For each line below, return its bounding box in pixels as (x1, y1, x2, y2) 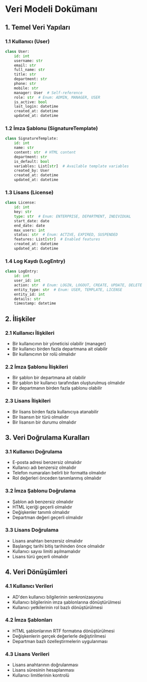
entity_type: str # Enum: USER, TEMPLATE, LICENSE (14, 287, 122, 292)
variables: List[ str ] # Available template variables (14, 164, 129, 169)
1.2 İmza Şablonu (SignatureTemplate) (5, 125, 98, 132)
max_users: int (14, 228, 45, 233)
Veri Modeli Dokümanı (5, 3, 98, 15)
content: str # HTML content (14, 149, 76, 155)
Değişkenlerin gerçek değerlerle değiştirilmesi (12, 633, 106, 639)
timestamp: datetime (14, 301, 56, 306)
